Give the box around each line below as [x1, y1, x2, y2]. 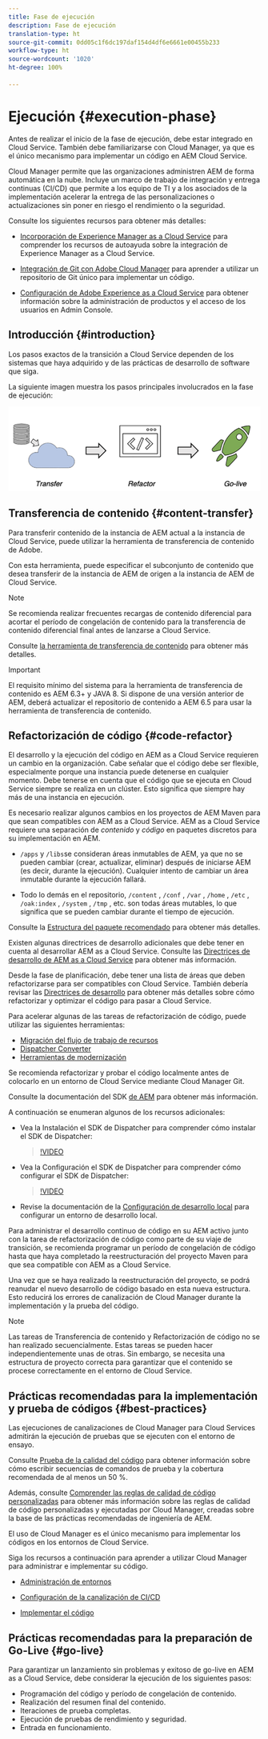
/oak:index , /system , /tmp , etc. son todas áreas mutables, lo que [19, 898, 238, 908]
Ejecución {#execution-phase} [8, 107, 218, 126]
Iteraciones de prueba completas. [19, 1705, 132, 1715]
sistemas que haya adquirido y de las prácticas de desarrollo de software [8, 358, 250, 367]
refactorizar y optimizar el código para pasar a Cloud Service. [8, 996, 212, 1005]
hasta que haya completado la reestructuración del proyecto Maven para [8, 1252, 249, 1261]
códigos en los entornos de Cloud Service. [8, 1537, 150, 1547]
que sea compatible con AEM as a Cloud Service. [8, 1260, 171, 1269]
